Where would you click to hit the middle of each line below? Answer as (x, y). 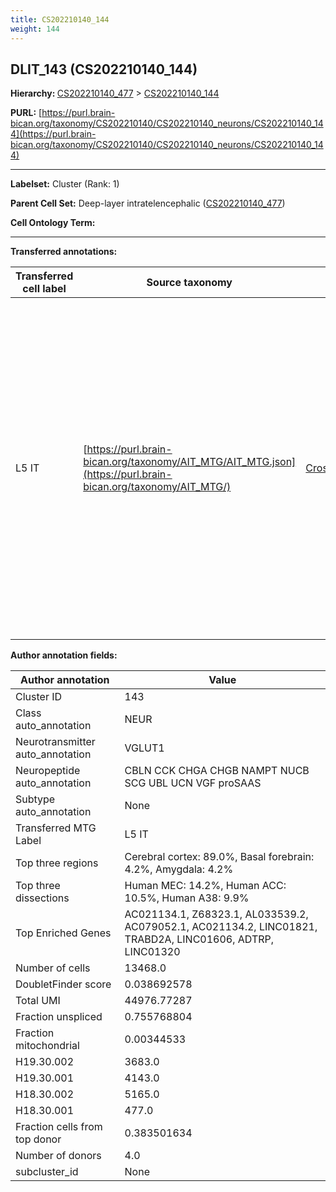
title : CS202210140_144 (60, 19)
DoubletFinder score (63, 984)
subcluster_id (47, 1172)
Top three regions (57, 863)
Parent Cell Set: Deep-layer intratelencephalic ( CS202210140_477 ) (148, 203)
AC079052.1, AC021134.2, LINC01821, (221, 927)
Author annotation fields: (64, 655)
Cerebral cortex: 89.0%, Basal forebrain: (219, 857)
